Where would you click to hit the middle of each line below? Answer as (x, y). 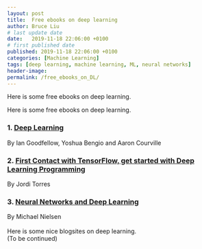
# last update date (35, 33)
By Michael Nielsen (34, 217)
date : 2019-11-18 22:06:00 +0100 (58, 39)
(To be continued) (33, 239)
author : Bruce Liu (33, 26)
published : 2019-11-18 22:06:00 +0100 (62, 52)
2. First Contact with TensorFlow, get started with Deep (101, 161)
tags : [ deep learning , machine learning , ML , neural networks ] (99, 64)
